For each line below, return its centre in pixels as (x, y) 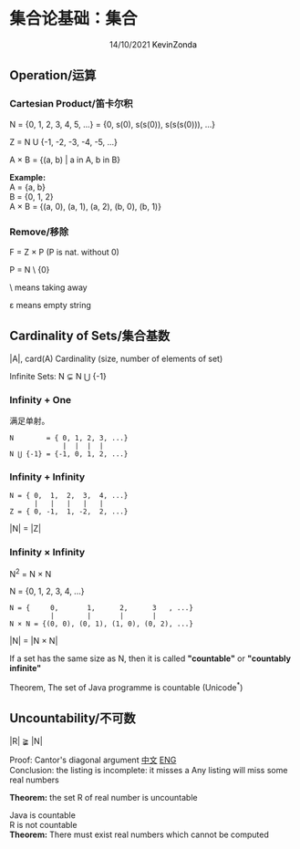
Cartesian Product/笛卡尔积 (72, 104)
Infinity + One (41, 399)
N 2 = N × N (31, 573)
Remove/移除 (39, 232)
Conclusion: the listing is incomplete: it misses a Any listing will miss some (149, 770)
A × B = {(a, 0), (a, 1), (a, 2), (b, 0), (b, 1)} (86, 206)
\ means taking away (49, 287)
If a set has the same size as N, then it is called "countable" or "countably (150, 658)
